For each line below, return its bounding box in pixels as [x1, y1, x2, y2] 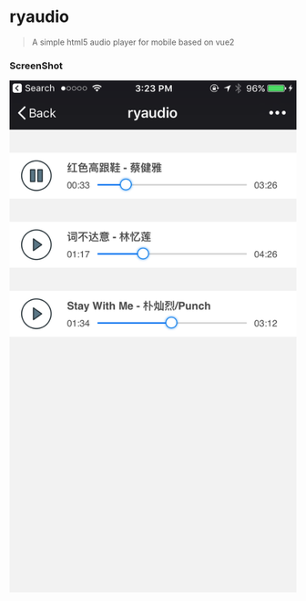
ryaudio [9, 6, 70, 27]
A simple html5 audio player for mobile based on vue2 [31, 36, 235, 47]
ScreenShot [9, 59, 64, 72]
